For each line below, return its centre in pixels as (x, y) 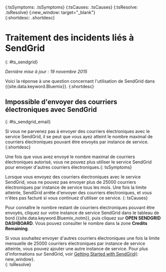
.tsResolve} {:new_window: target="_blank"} (50, 12)
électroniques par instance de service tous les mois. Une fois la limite (76, 187)
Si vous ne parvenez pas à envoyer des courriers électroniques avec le (78, 131)
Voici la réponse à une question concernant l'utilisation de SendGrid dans (80, 81)
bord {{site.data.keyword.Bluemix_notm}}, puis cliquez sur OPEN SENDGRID (83, 218)
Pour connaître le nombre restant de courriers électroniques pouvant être (80, 207)
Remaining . (17, 228)
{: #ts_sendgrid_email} (28, 121)
